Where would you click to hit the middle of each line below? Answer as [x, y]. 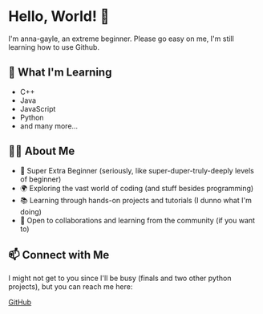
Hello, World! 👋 [59, 16]
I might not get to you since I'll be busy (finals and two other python [120, 278]
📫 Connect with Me [59, 255]
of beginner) [40, 179]
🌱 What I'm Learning [60, 73]
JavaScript [38, 108]
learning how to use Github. [54, 47]
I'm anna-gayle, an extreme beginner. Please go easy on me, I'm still [121, 39]
